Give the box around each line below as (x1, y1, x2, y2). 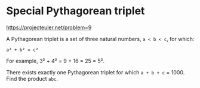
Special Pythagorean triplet (6, 4, 145, 18)
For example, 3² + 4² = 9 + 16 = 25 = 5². (6, 57, 105, 64)
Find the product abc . (6, 75, 59, 82)
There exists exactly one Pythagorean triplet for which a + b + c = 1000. (6, 68, 185, 76)
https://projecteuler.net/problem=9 (6, 24, 92, 31)
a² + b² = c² (6, 46, 39, 53)
